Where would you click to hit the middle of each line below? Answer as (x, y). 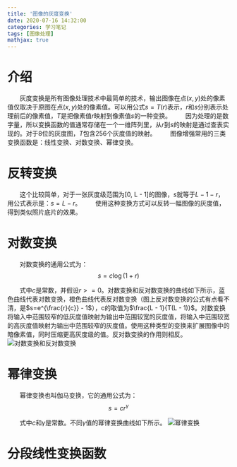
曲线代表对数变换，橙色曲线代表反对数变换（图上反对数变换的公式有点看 (118, 299)
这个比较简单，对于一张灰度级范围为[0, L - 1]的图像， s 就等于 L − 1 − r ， (122, 194)
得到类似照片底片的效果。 (44, 212)
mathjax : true (28, 40)
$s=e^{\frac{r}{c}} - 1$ (59, 307)
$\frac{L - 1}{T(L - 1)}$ (162, 307)
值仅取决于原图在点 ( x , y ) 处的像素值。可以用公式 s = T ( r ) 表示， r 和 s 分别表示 (115, 107)
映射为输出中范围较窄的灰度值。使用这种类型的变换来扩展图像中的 (134, 325)
